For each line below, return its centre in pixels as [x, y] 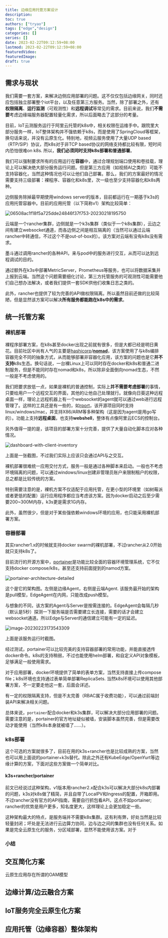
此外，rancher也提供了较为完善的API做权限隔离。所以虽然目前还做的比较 [80, 293]
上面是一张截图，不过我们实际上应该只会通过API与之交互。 [66, 455]
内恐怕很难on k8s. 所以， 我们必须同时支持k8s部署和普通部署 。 [70, 151]
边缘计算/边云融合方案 [39, 892]
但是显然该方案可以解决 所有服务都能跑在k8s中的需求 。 [70, 300]
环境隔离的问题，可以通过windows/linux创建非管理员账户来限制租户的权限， [83, 472]
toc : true [15, 19]
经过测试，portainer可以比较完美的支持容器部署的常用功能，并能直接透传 [80, 649]
